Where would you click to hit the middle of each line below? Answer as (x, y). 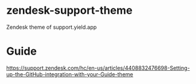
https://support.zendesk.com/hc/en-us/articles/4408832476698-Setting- (98, 68)
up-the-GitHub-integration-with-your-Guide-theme (70, 74)
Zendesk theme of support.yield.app (52, 27)
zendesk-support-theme (69, 10)
